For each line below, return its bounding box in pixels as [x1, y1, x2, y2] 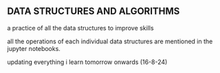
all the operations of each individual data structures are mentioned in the [7, 37, 213, 45]
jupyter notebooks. [7, 44, 60, 52]
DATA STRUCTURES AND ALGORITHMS [7, 6, 180, 17]
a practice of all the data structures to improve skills [7, 23, 154, 32]
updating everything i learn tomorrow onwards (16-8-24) [7, 58, 168, 66]
